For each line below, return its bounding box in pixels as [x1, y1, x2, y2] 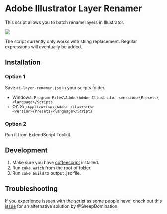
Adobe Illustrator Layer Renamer [5, 3, 142, 14]
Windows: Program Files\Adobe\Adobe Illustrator [12, 94, 117, 100]
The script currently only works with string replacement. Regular [5, 38, 137, 44]
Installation [5, 58, 41, 67]
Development [5, 146, 48, 155]
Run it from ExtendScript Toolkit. [5, 131, 72, 137]
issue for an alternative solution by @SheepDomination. [5, 203, 119, 209]
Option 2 [5, 120, 26, 127]
